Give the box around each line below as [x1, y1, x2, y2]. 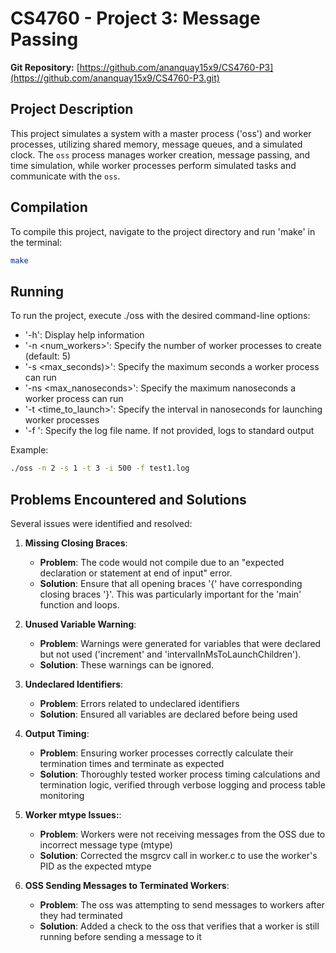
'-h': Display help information [24, 329, 145, 341]
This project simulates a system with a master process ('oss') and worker [10, 127, 312, 139]
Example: [10, 444, 49, 456]
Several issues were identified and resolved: [10, 517, 193, 529]
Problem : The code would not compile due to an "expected [39, 556, 285, 568]
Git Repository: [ [10, 61, 80, 73]
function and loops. [39, 598, 120, 611]
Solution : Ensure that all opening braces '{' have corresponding [39, 577, 303, 589]
